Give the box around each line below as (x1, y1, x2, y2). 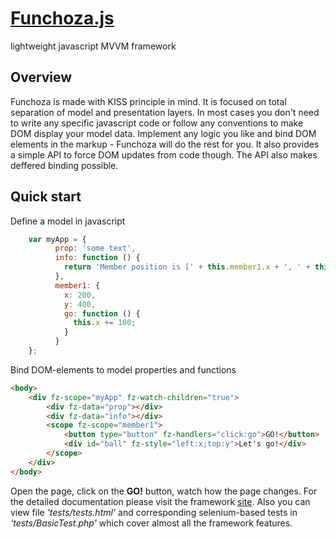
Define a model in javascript (10, 215, 126, 227)
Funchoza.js (10, 7, 115, 30)
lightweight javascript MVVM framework (10, 40, 177, 52)
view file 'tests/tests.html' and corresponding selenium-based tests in (10, 506, 298, 518)
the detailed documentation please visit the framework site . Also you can (10, 495, 311, 507)
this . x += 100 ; (73, 318, 137, 328)
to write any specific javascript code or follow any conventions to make (10, 117, 304, 129)
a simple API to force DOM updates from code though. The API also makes (10, 148, 318, 161)
